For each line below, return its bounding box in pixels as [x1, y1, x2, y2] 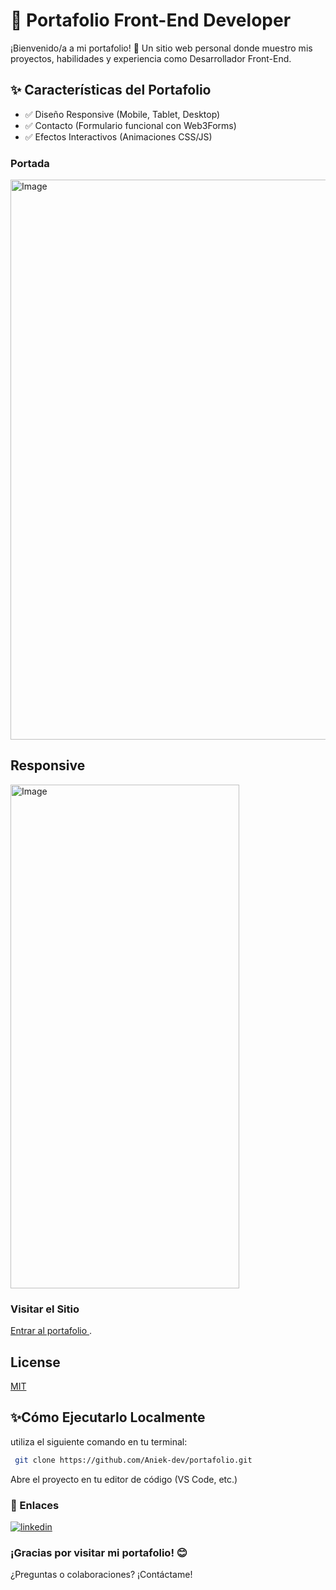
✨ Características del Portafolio [10, 82, 212, 99]
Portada [10, 156, 50, 170]
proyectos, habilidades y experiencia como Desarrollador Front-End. [10, 52, 292, 64]
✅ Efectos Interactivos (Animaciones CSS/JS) [24, 130, 213, 143]
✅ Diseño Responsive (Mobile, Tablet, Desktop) [24, 108, 221, 120]
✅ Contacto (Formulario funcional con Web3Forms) [24, 119, 237, 131]
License [10, 1354, 61, 1371]
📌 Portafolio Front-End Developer [10, 9, 292, 32]
